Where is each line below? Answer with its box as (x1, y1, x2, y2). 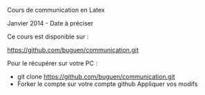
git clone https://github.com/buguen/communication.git (17, 72, 175, 81)
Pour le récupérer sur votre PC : (7, 59, 98, 67)
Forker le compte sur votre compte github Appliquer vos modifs (17, 80, 198, 88)
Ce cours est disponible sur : (7, 32, 89, 41)
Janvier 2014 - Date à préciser (7, 19, 94, 27)
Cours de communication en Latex (7, 6, 105, 14)
